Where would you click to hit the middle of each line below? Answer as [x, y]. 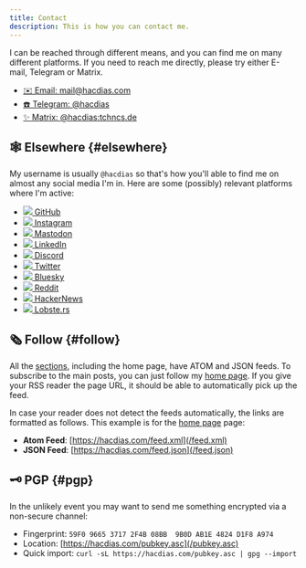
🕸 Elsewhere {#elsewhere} [89, 147]
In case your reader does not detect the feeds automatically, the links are [147, 413]
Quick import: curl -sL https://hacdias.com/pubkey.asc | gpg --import [160, 552]
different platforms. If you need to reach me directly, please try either [139, 62]
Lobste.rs [52, 310]
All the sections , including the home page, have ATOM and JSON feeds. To [150, 366]
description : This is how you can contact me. [100, 26]
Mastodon [53, 234]
